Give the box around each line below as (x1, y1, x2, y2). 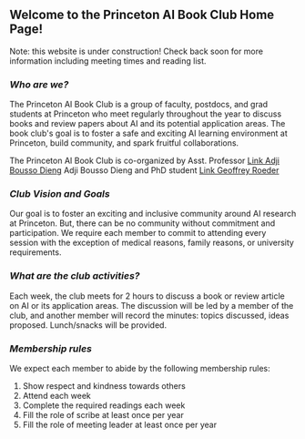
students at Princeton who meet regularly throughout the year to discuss (9, 108, 282, 119)
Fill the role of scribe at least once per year (22, 410, 184, 420)
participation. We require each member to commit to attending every (9, 228, 267, 239)
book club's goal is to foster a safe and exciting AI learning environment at (9, 128, 289, 139)
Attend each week (22, 391, 91, 401)
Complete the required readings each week (22, 400, 186, 411)
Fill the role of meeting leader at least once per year (22, 419, 217, 430)
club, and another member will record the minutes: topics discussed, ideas (9, 310, 290, 321)
